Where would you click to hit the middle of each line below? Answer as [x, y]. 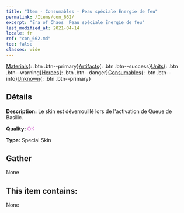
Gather [19, 158]
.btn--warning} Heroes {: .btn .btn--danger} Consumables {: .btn [81, 72]
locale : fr [19, 33]
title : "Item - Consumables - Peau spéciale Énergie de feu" [82, 11]
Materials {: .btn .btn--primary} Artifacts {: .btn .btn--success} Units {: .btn [92, 66]
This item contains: [42, 191]
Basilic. [15, 117]
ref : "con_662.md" [28, 39]
